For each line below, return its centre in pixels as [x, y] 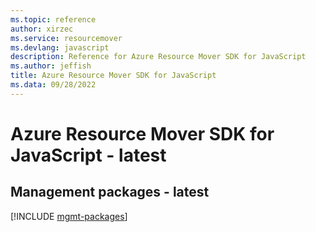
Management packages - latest [110, 192]
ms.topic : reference [53, 19]
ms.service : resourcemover [66, 38]
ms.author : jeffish [51, 66]
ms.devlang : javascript [60, 47]
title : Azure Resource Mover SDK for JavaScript [113, 76]
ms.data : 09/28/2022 [53, 85]
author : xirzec [42, 29]
